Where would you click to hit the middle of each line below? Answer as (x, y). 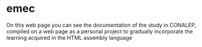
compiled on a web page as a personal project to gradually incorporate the (99, 31)
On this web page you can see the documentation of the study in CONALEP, (101, 25)
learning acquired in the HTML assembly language (69, 37)
